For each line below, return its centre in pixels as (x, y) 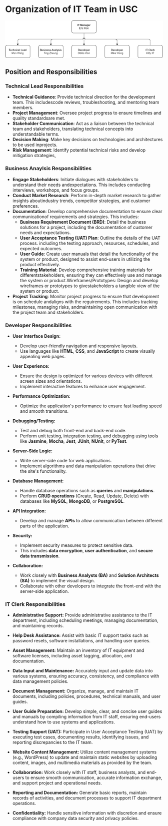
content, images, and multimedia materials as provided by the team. (82, 763)
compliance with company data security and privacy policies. (75, 818)
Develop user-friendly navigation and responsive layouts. (79, 346)
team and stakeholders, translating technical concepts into (73, 129)
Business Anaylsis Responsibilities (48, 169)
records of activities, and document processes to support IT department (87, 798)
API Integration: (29, 511)
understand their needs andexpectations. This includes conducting (81, 185)
